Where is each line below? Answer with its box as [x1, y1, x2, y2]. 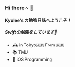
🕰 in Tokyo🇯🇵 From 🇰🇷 [12, 42, 65, 48]
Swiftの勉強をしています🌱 [5, 29, 57, 35]
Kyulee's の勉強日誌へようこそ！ [5, 17, 72, 23]
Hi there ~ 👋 [5, 4, 34, 11]
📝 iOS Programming [12, 56, 52, 63]
